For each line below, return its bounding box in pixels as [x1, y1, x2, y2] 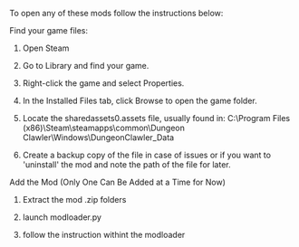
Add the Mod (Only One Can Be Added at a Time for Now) [9, 176, 227, 187]
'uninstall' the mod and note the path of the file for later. [22, 159, 231, 170]
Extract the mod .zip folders [22, 195, 127, 204]
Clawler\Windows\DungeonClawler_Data [22, 132, 175, 143]
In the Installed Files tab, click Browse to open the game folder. [22, 95, 257, 106]
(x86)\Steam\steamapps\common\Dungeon [22, 122, 186, 133]
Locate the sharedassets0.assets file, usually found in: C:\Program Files [22, 113, 291, 123]
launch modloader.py [22, 212, 102, 223]
